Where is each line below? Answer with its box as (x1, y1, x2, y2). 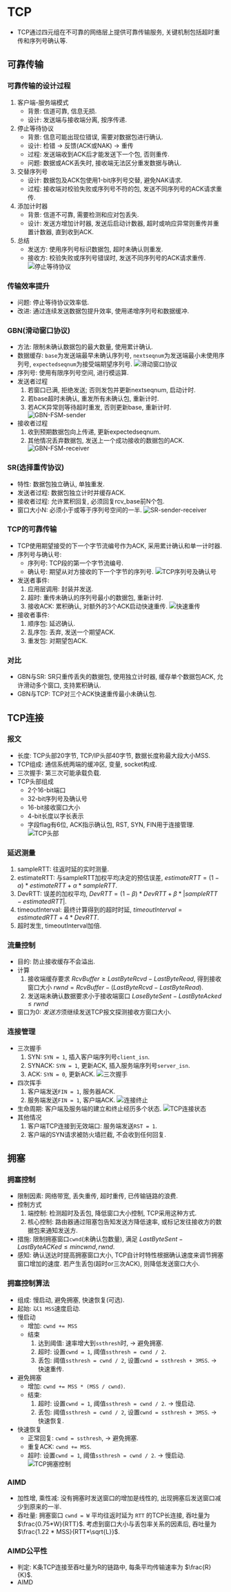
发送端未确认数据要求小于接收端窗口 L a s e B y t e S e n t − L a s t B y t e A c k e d (27, 992, 222, 1000)
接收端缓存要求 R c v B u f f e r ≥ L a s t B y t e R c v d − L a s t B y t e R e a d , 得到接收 (27, 975, 222, 983)
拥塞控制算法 (7, 1278, 50, 1288)
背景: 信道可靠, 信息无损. (27, 106, 97, 115)
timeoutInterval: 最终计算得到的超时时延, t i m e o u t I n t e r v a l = (17, 905, 183, 914)
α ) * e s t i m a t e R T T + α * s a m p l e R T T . (17, 881, 118, 890)
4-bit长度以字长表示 (27, 812, 84, 820)
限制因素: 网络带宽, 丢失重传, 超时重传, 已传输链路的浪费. (17, 1192, 178, 1200)
